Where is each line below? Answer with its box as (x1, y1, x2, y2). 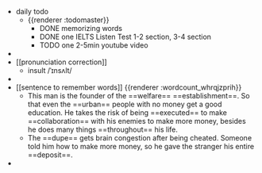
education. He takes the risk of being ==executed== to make (27, 108, 228, 117)
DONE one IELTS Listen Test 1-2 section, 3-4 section (39, 32, 212, 41)
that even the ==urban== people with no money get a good (27, 99, 222, 109)
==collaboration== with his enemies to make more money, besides (27, 117, 246, 125)
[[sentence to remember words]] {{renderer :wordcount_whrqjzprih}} (15, 83, 242, 92)
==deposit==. (27, 150, 73, 160)
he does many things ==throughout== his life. (27, 125, 179, 134)
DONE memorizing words (39, 24, 123, 33)
